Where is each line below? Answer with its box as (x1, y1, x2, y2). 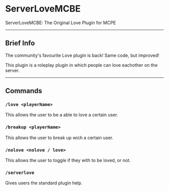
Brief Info (5, 39, 35, 48)
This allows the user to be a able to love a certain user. (5, 112, 118, 118)
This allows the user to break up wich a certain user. (5, 134, 114, 141)
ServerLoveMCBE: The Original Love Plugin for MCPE (5, 20, 116, 26)
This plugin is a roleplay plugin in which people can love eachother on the (5, 62, 158, 68)
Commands (5, 86, 43, 95)
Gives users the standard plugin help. (5, 180, 83, 186)
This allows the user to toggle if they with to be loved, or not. (5, 157, 131, 163)
